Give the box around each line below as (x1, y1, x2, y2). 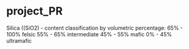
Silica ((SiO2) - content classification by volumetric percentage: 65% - (6, 24, 184, 31)
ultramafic (6, 37, 32, 44)
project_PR (6, 4, 63, 18)
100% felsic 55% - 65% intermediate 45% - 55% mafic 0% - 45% (6, 30, 173, 38)
